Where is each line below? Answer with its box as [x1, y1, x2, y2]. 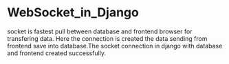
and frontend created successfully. [7, 49, 107, 57]
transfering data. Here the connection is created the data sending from [7, 34, 208, 42]
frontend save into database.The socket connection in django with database [7, 42, 223, 50]
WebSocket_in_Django [7, 5, 139, 20]
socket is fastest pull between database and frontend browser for [7, 27, 193, 35]
